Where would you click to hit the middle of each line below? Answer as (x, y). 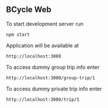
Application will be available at (42, 45)
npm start (18, 35)
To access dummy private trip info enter (54, 89)
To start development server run (45, 23)
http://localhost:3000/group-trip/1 (50, 78)
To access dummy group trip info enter (53, 67)
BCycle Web (29, 10)
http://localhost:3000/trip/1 (43, 99)
